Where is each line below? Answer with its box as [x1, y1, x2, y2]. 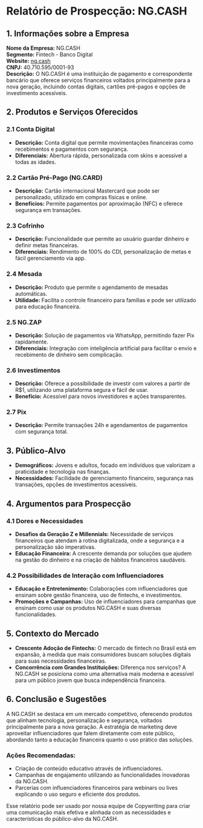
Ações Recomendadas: [6, 751, 76, 760]
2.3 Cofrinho [6, 221, 45, 230]
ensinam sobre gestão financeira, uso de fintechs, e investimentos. [14, 592, 182, 599]
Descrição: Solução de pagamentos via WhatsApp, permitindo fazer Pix [14, 331, 195, 339]
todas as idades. [14, 158, 56, 165]
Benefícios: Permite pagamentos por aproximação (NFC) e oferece [14, 200, 183, 207]
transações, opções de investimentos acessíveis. [14, 481, 138, 488]
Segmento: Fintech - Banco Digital [6, 51, 93, 58]
